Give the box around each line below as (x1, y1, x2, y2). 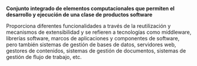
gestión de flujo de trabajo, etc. (6, 54, 82, 60)
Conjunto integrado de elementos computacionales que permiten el (6, 5, 175, 12)
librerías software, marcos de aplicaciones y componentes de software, (6, 35, 180, 41)
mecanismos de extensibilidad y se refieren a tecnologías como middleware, (6, 29, 192, 36)
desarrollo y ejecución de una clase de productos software (6, 11, 153, 18)
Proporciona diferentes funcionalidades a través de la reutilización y (6, 23, 171, 29)
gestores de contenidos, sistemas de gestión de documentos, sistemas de (6, 47, 186, 54)
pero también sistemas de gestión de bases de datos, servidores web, (6, 41, 176, 48)
